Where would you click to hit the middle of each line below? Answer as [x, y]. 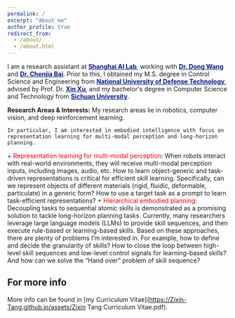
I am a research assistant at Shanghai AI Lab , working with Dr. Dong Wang [115, 66]
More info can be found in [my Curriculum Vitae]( [78, 299]
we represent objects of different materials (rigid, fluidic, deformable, [107, 186]
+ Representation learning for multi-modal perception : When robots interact [116, 156]
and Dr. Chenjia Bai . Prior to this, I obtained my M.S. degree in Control [108, 74]
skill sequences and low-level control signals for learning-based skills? [124, 253]
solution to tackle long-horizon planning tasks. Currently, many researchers [116, 216]
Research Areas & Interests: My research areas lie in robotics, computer [113, 110]
